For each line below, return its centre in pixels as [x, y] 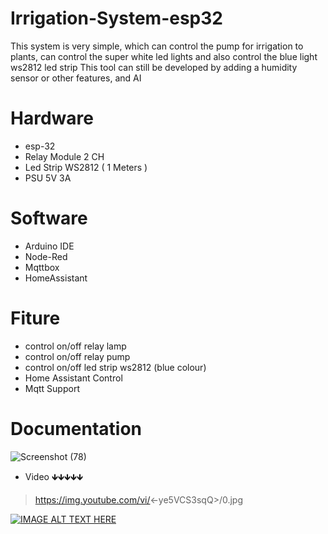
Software [49, 218]
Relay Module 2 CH [64, 156]
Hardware [52, 118]
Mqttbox [42, 267]
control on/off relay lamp [75, 346]
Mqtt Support [52, 388]
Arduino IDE [49, 246]
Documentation [76, 428]
